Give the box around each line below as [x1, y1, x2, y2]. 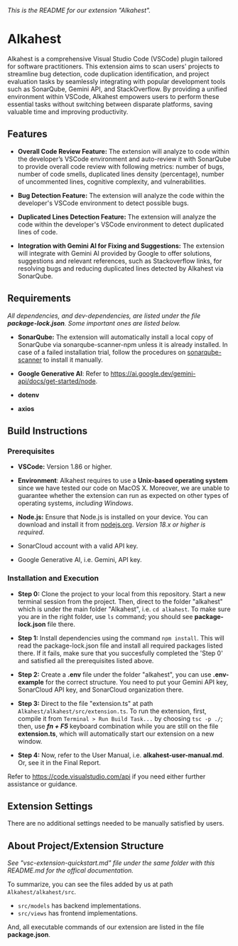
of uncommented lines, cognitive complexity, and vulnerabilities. [17, 177, 206, 186]
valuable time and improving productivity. [7, 107, 129, 116]
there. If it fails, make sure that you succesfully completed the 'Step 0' [17, 648, 224, 657]
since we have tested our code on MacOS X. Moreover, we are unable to [17, 484, 230, 492]
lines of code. [17, 227, 58, 236]
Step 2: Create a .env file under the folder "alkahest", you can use [17, 670, 212, 679]
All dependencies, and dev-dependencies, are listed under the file [7, 311, 201, 320]
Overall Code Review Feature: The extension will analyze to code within [17, 147, 229, 155]
